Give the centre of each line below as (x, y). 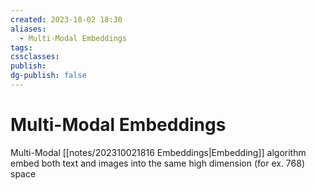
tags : (21, 47)
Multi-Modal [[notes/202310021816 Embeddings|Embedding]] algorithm (158, 152)
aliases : (28, 29)
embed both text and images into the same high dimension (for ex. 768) (158, 163)
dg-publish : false (48, 76)
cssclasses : (35, 57)
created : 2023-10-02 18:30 (66, 19)
